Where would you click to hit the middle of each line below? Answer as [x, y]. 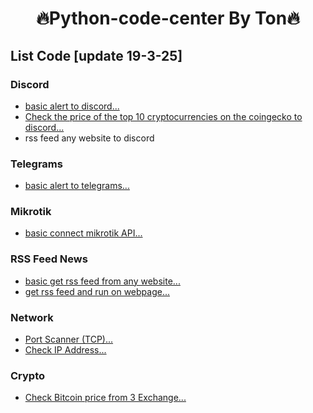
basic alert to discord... [72, 106]
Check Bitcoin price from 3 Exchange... [105, 398]
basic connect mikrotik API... [83, 233]
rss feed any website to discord [89, 138]
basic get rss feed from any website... [102, 281]
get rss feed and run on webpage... [97, 291]
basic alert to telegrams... [77, 186]
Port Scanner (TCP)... [69, 339]
